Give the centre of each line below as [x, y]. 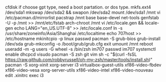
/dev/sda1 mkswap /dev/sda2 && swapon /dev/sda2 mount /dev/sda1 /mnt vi [83, 12]
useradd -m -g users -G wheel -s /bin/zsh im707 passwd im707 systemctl [81, 49]
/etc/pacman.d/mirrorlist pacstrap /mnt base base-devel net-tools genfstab [82, 18]
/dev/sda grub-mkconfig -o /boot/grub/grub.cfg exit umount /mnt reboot [79, 44]
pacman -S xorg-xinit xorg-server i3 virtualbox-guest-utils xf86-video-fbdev [83, 65]
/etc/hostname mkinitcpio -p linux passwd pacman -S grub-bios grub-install [83, 39]
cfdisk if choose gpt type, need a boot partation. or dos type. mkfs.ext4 [78, 7]
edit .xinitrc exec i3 [25, 75]
